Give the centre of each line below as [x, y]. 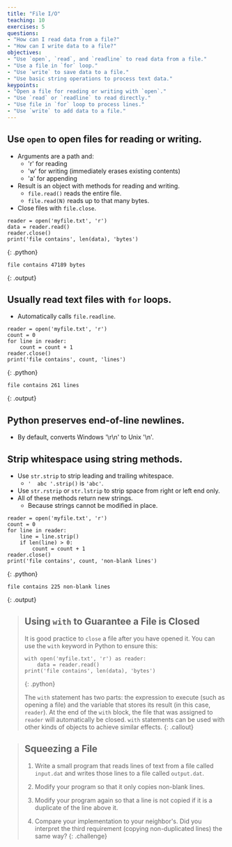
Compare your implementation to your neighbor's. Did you [118, 821]
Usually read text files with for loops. [90, 300]
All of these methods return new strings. [75, 498]
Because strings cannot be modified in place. [93, 505]
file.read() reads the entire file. [75, 193]
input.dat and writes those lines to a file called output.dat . [119, 773]
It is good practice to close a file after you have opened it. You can [119, 638]
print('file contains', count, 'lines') [67, 360]
